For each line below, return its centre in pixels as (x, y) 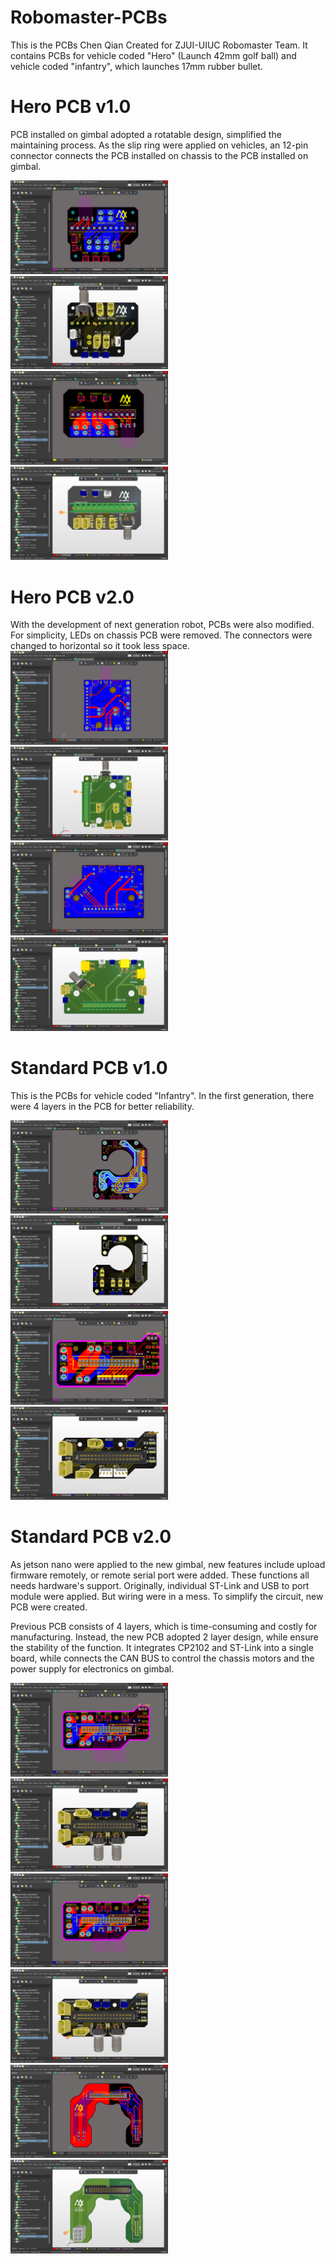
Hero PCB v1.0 (71, 107)
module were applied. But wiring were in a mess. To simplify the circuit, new (167, 1597)
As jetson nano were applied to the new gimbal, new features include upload (168, 1565)
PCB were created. (49, 1607)
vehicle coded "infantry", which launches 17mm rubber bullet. (136, 66)
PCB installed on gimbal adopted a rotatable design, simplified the (146, 134)
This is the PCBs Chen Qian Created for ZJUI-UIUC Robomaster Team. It (159, 45)
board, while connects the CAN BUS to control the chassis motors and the (162, 1658)
